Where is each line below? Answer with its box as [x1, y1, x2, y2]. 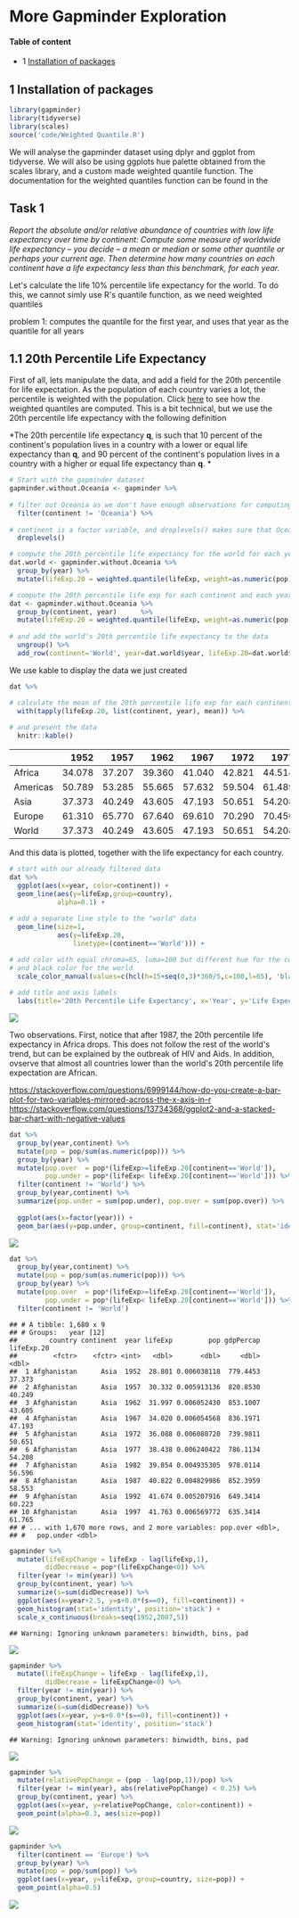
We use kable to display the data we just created [9, 664, 188, 675]
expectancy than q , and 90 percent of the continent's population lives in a [9, 449, 280, 460]
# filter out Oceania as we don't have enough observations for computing [9, 500, 293, 509]
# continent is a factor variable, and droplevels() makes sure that [9, 525, 273, 534]
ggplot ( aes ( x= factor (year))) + [17, 1213, 133, 1222]
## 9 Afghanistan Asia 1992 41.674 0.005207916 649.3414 [9, 1492, 261, 1501]
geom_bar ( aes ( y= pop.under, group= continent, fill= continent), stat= [17, 1222, 277, 1231]
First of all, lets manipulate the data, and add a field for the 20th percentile [9, 375, 282, 385]
